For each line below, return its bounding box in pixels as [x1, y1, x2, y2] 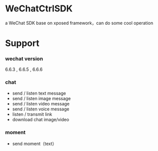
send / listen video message [12, 101, 70, 106]
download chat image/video [12, 116, 69, 122]
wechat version [5, 55, 43, 62]
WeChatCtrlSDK [5, 3, 73, 14]
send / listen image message [12, 95, 71, 101]
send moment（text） [12, 141, 57, 147]
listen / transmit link [12, 111, 53, 117]
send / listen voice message [12, 106, 70, 112]
